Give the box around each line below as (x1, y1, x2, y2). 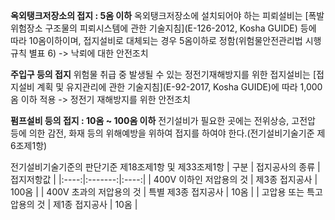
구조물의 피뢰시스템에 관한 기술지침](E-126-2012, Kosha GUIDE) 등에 (44, 22, 317, 34)
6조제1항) (10, 140, 48, 151)
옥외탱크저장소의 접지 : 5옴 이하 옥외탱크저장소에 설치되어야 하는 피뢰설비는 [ (10, 10, 309, 21)
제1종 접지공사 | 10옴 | (52, 199, 138, 210)
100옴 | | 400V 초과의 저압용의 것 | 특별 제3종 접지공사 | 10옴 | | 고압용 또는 (10, 186, 305, 198)
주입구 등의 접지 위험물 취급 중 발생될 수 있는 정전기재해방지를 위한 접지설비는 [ (10, 69, 317, 80)
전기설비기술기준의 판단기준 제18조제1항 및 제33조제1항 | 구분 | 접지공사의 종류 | (10, 161, 321, 173)
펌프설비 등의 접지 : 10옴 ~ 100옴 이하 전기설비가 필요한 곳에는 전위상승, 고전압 (10, 115, 316, 126)
